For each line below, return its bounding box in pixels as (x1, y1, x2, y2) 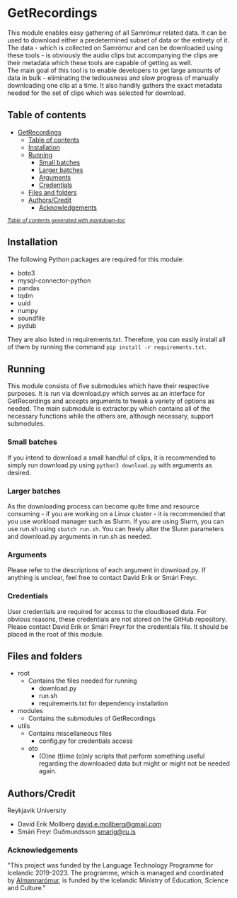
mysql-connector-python (17, 276, 91, 285)
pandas (17, 283, 40, 292)
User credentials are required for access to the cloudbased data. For (7, 607, 207, 615)
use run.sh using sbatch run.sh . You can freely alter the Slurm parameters (7, 524, 224, 533)
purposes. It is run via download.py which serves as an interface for (7, 390, 206, 398)
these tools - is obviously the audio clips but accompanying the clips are (7, 51, 219, 59)
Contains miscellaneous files (28, 729, 112, 738)
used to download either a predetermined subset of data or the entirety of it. (7, 35, 230, 44)
